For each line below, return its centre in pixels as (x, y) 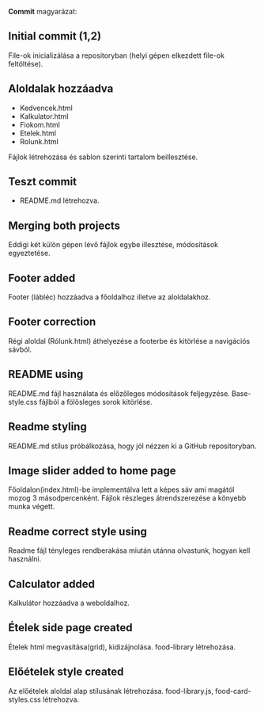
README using (46, 374)
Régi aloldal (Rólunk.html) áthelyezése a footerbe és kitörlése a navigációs (129, 341)
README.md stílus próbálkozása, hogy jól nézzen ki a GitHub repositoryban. (132, 446)
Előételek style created (66, 672)
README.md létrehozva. (60, 200)
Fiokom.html (40, 124)
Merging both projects (64, 225)
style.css (23, 402)
